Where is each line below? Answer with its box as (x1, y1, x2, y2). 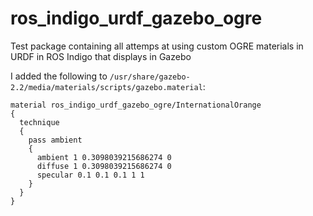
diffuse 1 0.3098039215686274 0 (36, 161, 172, 171)
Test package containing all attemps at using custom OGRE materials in (10, 40, 304, 52)
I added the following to (10, 70, 108, 82)
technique (19, 117, 60, 127)
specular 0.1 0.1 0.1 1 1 (36, 170, 145, 180)
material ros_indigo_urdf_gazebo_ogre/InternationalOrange (10, 100, 262, 110)
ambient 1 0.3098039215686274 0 (36, 152, 172, 162)
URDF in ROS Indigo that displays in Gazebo (10, 50, 192, 62)
